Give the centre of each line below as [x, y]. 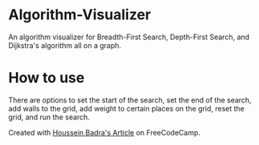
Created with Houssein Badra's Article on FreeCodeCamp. [104, 132]
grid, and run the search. [49, 117]
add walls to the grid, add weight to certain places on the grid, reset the [126, 108]
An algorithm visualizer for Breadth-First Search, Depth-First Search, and [129, 37]
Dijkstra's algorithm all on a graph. [65, 45]
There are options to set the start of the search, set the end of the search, [130, 100]
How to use [47, 78]
